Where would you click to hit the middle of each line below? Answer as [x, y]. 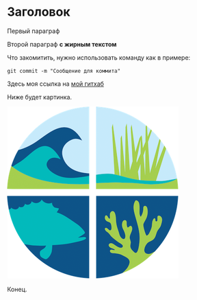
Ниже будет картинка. [40, 97]
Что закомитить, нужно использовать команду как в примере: [99, 57]
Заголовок [39, 12]
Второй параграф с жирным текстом [62, 44]
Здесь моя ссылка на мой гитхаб [56, 84]
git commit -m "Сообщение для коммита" [64, 71]
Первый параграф [34, 31]
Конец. [17, 289]
